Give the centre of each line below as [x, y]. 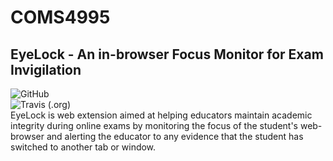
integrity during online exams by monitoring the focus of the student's [154, 125]
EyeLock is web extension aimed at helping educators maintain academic [161, 115]
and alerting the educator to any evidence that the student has [175, 136]
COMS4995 [60, 17]
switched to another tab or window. [83, 147]
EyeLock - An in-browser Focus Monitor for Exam [167, 54]
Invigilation [46, 69]
